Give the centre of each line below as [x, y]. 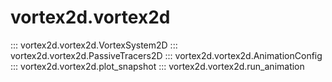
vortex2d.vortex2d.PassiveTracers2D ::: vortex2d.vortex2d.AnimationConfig [166, 55]
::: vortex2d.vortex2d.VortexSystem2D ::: [94, 45]
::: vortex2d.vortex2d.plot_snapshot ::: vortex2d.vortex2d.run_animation [157, 66]
